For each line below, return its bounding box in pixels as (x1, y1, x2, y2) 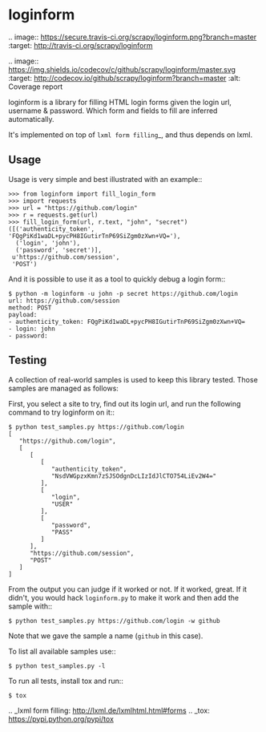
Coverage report (8, 82, 63, 91)
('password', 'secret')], (15, 246, 103, 254)
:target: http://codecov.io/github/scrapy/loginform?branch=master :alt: (8, 73, 241, 83)
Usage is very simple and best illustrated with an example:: (8, 174, 203, 184)
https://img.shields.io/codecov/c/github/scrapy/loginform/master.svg (8, 64, 236, 74)
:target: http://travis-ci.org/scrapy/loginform (8, 40, 153, 50)
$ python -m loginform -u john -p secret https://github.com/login (8, 289, 239, 297)
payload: (8, 310, 38, 318)
